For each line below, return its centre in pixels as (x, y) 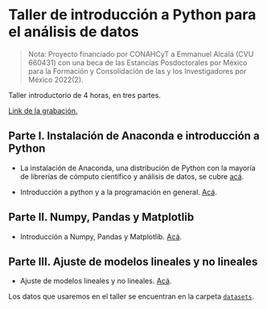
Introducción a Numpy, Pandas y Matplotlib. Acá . (101, 236)
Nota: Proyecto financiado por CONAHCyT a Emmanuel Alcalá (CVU (141, 54)
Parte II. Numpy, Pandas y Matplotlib (101, 217)
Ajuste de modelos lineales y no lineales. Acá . (96, 281)
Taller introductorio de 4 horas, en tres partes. (84, 95)
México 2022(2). (55, 79)
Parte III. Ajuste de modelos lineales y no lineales (133, 261)
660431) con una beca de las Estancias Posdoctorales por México (138, 63)
